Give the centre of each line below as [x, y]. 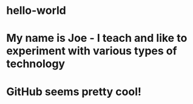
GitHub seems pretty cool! [74, 92]
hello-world [36, 11]
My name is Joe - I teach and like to [97, 38]
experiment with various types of [92, 51]
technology [36, 64]
